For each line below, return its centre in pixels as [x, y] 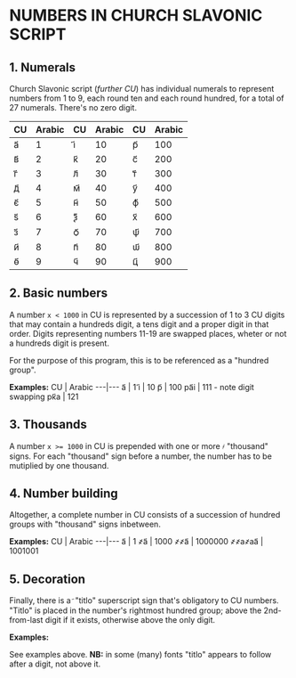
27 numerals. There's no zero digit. [73, 107]
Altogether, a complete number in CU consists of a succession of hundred [145, 515]
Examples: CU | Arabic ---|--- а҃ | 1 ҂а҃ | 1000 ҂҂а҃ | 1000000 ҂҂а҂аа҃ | [136, 542]
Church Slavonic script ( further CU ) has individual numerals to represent [142, 89]
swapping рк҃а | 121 [44, 396]
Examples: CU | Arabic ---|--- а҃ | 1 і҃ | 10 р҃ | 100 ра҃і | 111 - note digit [132, 387]
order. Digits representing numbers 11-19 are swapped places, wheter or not [148, 333]
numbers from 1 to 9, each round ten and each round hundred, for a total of [147, 98]
